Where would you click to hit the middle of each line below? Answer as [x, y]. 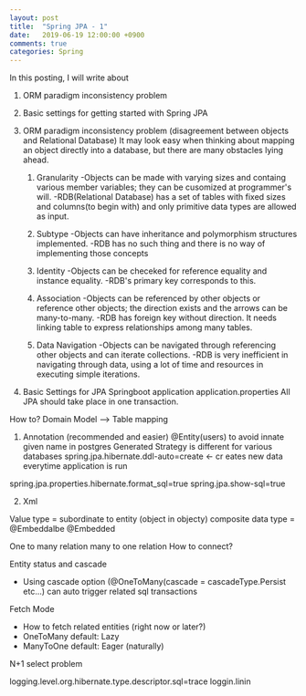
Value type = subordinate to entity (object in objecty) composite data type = [152, 519]
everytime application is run [75, 466]
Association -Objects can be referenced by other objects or [148, 298]
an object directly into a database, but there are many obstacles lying [153, 151]
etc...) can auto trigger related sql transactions [110, 592]
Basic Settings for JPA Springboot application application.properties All [156, 392]
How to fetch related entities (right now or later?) [114, 627]
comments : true [38, 43]
